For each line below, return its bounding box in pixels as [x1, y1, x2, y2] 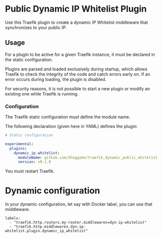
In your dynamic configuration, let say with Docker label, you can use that [5, 201, 153, 207]
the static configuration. [5, 57, 53, 63]
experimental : [5, 142, 34, 146]
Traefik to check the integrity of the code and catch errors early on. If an [5, 71, 150, 77]
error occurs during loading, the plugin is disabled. [5, 76, 107, 82]
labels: [5, 216, 21, 221]
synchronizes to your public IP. [5, 24, 67, 30]
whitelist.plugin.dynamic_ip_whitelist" [5, 229, 89, 234]
